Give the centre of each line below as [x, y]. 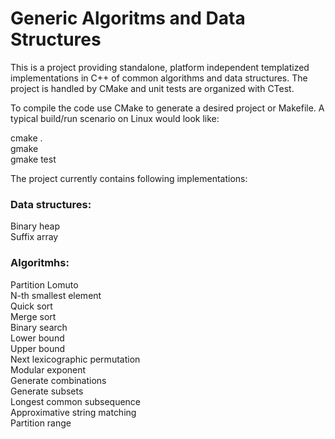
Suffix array [34, 237]
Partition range [41, 423]
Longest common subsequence [75, 401]
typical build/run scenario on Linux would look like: [115, 118]
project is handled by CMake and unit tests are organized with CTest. [152, 88]
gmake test [33, 159]
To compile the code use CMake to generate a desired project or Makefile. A [167, 108]
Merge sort [33, 316]
